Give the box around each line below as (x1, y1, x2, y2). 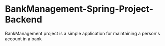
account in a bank (5, 36, 42, 42)
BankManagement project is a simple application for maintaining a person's (5, 30, 160, 36)
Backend (5, 14, 42, 25)
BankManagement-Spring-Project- (5, 3, 154, 15)
